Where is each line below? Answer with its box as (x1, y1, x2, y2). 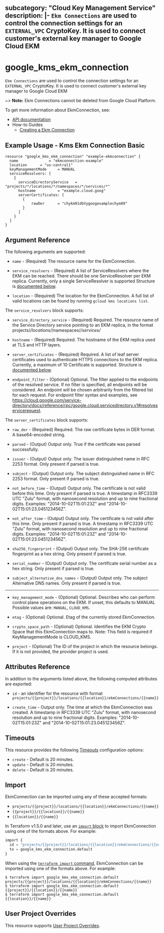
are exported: (5, 681, 33, 687)
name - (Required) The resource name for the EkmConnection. (12, 258, 136, 264)
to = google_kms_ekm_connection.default (9, 847, 93, 852)
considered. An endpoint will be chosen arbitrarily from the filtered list (12, 387, 153, 392)
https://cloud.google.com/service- (12, 397, 82, 403)
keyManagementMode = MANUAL (9, 167, 76, 172)
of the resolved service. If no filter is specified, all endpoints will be (12, 381, 147, 388)
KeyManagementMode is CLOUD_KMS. (12, 634, 91, 640)
